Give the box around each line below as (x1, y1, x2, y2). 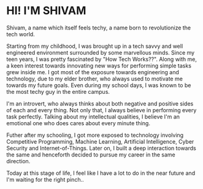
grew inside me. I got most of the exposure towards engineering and (6, 68, 180, 75)
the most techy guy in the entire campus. (6, 88, 110, 95)
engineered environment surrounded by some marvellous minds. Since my (6, 48, 195, 56)
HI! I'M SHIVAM (6, 4, 86, 18)
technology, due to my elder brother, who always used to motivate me (6, 75, 183, 82)
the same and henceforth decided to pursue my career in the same (6, 151, 176, 158)
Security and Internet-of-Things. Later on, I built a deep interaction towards (6, 144, 196, 152)
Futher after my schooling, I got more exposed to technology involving (6, 131, 184, 139)
